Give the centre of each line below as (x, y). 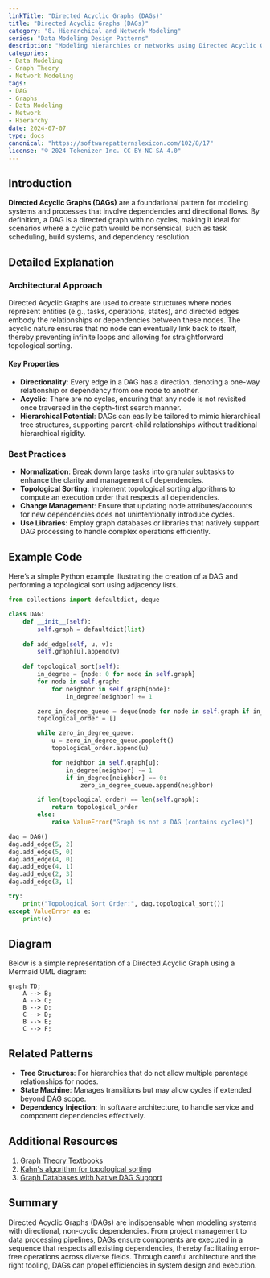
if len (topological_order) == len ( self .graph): (118, 800)
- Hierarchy (28, 121)
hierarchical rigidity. (53, 434)
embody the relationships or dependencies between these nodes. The (125, 320)
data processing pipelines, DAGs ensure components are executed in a (126, 1239)
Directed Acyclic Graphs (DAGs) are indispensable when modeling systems (133, 1222)
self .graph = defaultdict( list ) (92, 629)
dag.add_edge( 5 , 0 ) (41, 852)
